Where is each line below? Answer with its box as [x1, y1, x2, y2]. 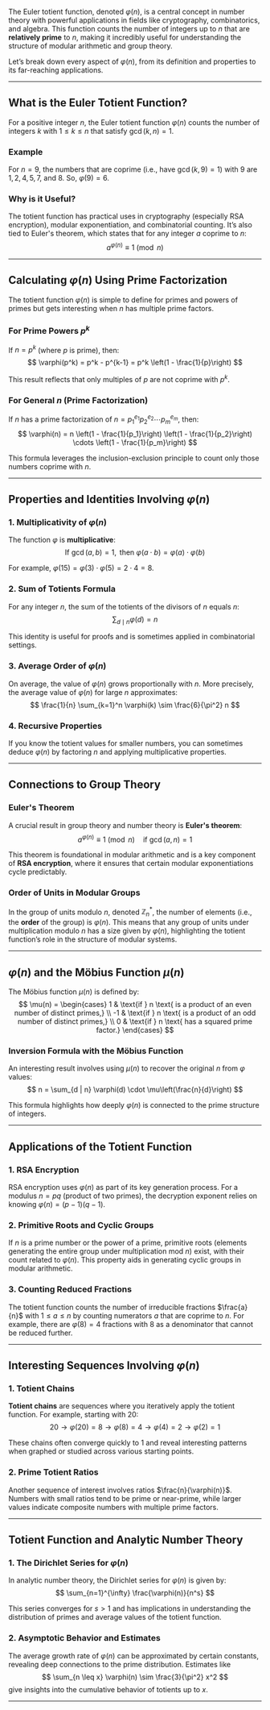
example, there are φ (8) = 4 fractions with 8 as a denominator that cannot [8, 1319, 253, 1329]
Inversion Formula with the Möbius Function [8, 1045, 184, 1056]
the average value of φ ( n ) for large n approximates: [8, 687, 178, 697]
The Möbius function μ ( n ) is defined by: [8, 987, 140, 996]
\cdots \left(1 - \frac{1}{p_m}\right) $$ [72, 437, 198, 447]
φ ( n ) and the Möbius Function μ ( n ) [8, 965, 185, 979]
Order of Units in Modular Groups [8, 887, 141, 898]
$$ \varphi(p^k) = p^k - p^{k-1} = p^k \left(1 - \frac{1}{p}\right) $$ [27, 358, 243, 368]
